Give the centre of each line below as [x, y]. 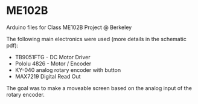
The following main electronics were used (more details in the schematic [97, 39]
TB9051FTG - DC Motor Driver [53, 57]
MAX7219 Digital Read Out [48, 76]
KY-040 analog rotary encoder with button [68, 70]
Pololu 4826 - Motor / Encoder [53, 63]
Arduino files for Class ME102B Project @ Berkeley [69, 27]
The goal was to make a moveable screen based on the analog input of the [99, 88]
